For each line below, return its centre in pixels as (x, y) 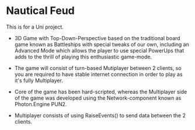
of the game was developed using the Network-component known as (98, 98)
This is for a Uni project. (35, 27)
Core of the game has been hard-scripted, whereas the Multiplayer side (101, 92)
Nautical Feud (40, 11)
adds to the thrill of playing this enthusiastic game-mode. (83, 57)
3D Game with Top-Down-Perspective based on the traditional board (97, 38)
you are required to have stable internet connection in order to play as (98, 74)
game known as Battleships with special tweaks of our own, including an (102, 44)
